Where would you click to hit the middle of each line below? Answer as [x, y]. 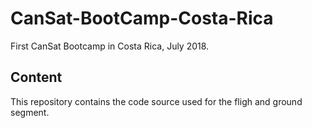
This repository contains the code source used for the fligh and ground [156, 101]
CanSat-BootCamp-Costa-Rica [142, 18]
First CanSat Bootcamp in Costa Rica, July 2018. [110, 46]
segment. [30, 112]
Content [36, 77]
